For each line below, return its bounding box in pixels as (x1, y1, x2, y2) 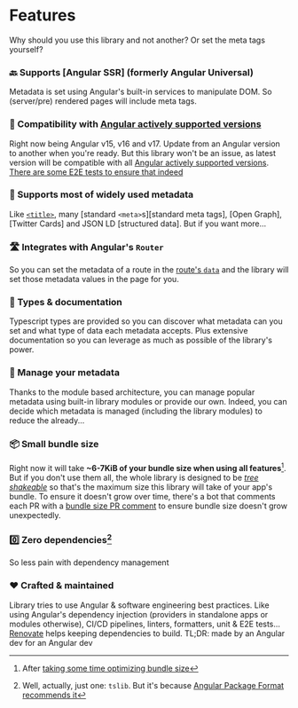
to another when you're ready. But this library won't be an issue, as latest (9, 147, 277, 158)
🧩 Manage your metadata (9, 366, 120, 379)
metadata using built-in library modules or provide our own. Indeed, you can (9, 396, 287, 406)
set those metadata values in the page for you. (9, 274, 179, 285)
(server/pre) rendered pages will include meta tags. (9, 96, 197, 106)
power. (9, 344, 35, 355)
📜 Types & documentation (9, 296, 122, 309)
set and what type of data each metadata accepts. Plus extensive (9, 326, 248, 336)
